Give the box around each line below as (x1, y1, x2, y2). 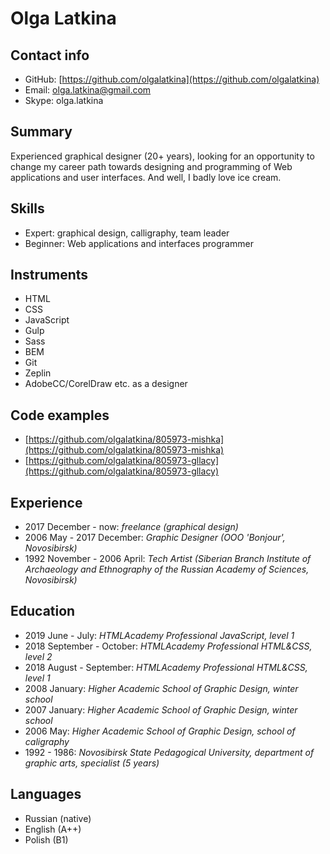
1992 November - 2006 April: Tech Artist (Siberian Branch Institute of (24, 553, 312, 565)
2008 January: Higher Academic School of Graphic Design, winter (24, 682, 299, 694)
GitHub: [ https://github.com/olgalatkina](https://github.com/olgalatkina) (24, 73, 320, 85)
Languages (10, 786, 82, 803)
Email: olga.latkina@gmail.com (24, 84, 152, 96)
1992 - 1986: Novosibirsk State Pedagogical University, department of (24, 746, 315, 758)
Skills (10, 200, 45, 217)
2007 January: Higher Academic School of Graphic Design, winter (24, 703, 298, 716)
